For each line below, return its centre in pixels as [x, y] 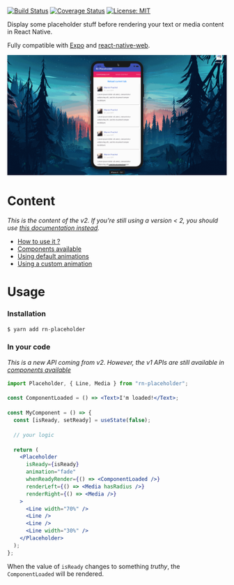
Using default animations [53, 257]
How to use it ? [39, 242]
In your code [29, 347]
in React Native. [30, 32]
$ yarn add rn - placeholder [46, 329]
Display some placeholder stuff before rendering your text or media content [116, 24]
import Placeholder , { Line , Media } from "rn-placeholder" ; [98, 383]
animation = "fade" [51, 472]
